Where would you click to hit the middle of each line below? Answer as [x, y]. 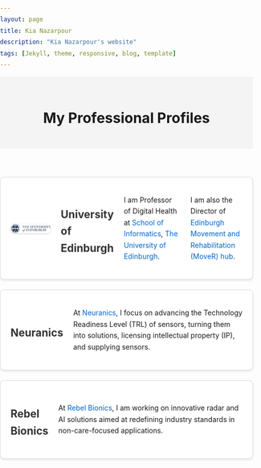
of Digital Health [150, 211]
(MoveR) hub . [213, 256]
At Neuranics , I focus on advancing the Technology [157, 313]
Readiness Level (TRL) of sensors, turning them [151, 324]
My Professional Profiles [126, 118]
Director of [208, 211]
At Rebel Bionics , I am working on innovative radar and [149, 408]
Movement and [215, 234]
